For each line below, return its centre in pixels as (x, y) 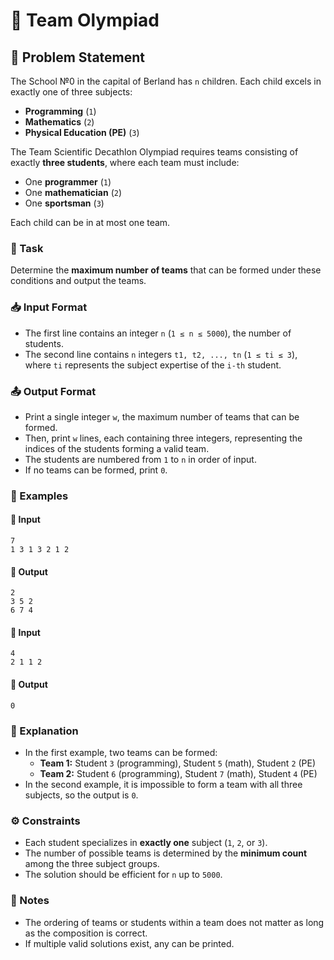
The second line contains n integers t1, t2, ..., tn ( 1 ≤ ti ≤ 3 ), (161, 354)
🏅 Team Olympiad (85, 20)
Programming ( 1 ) (60, 111)
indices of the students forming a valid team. (117, 448)
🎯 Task (27, 248)
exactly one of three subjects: (71, 92)
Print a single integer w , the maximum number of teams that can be (162, 416)
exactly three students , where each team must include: (125, 162)
